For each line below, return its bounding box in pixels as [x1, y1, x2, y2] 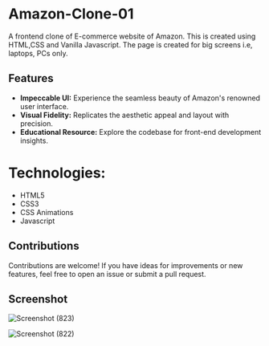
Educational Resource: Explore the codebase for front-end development [19, 127, 262, 136]
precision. [19, 118, 54, 128]
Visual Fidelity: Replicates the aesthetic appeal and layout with [19, 110, 230, 120]
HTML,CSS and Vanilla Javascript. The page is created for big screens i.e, [8, 39, 253, 49]
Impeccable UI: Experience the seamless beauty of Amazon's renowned [19, 93, 261, 103]
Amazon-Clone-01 [8, 5, 134, 23]
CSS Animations [19, 207, 74, 217]
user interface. [19, 101, 69, 111]
